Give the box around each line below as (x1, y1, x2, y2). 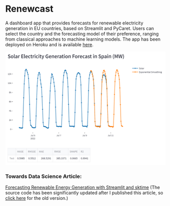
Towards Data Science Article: (5, 172, 82, 180)
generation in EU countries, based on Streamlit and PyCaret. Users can (5, 25, 154, 31)
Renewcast (5, 3, 53, 15)
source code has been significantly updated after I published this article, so (5, 190, 163, 196)
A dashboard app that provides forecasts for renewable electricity (5, 20, 144, 26)
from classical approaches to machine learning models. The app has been (5, 36, 161, 42)
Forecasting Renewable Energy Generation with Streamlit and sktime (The (5, 184, 160, 191)
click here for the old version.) (5, 195, 69, 201)
